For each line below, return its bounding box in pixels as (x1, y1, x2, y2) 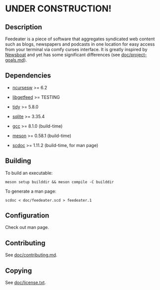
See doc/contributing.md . (5, 252, 57, 258)
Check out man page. (5, 224, 50, 230)
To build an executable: (5, 170, 53, 176)
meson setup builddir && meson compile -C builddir (5, 179, 114, 184)
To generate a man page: (5, 188, 56, 194)
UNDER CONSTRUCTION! (5, 3, 112, 14)
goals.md (5, 57, 24, 63)
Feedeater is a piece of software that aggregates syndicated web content (5, 36, 155, 42)
